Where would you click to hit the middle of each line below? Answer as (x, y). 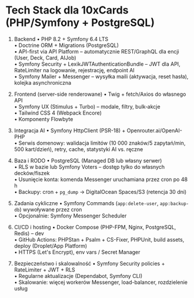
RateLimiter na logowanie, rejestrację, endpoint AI (74, 70)
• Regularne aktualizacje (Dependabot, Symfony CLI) (78, 276)
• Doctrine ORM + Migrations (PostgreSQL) (66, 45)
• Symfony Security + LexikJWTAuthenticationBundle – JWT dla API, (97, 64)
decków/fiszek (32, 173)
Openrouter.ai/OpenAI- (155, 130)
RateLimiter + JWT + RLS (45, 269)
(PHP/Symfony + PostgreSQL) (80, 23)
